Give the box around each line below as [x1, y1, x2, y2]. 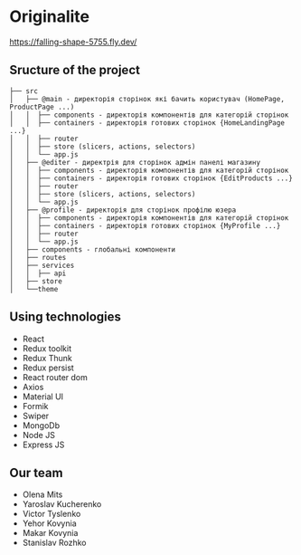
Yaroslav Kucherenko [22, 499, 102, 510]
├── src [9, 86, 39, 96]
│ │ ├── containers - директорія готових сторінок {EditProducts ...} [9, 174, 294, 183]
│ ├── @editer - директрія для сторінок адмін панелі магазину [9, 158, 260, 167]
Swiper [22, 410, 50, 421]
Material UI [22, 391, 64, 402]
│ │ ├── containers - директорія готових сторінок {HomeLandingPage [9, 118, 285, 128]
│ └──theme [9, 284, 59, 293]
